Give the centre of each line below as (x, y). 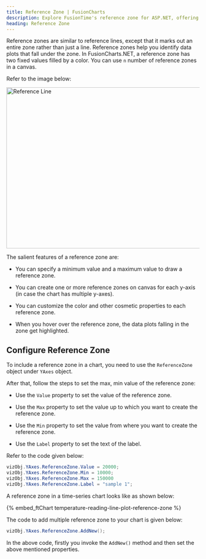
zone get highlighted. (42, 331)
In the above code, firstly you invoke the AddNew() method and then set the (100, 542)
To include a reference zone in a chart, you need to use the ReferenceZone (100, 365)
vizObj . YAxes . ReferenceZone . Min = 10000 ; (60, 473)
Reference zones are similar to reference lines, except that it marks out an (100, 41)
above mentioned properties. (43, 549)
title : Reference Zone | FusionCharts (56, 12)
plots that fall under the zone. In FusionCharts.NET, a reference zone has (98, 54)
